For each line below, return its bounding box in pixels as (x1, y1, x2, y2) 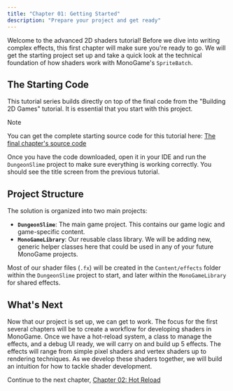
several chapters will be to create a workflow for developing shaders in (7, 324, 212, 333)
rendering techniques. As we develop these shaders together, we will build (7, 355, 223, 363)
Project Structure (7, 188, 84, 200)
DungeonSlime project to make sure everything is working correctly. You (7, 160, 212, 169)
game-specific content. (17, 228, 85, 236)
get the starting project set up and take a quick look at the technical (7, 50, 202, 60)
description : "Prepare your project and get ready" (7, 17, 161, 24)
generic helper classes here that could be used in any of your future (17, 242, 214, 251)
